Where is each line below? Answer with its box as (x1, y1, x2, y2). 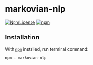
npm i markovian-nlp (5, 55, 47, 60)
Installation (5, 33, 40, 41)
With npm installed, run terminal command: (5, 46, 89, 52)
